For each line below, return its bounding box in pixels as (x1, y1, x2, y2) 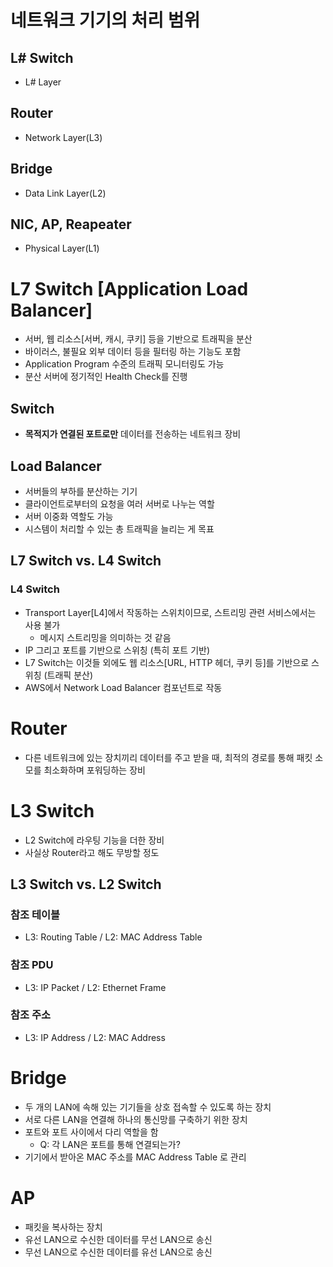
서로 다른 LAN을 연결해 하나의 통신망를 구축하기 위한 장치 (24, 1113, 248, 1125)
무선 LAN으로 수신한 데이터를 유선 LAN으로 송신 (24, 1246, 213, 1258)
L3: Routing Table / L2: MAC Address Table (24, 931, 203, 943)
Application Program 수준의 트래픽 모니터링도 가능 (24, 358, 225, 370)
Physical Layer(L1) (24, 242, 100, 255)
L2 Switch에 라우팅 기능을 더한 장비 (24, 834, 165, 846)
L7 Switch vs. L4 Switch (10, 552, 162, 570)
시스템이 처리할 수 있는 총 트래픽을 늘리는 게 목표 (24, 523, 215, 535)
